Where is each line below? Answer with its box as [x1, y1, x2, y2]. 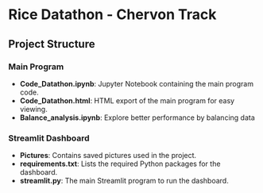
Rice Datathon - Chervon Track [8, 6, 217, 24]
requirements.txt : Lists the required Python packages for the [19, 159, 221, 168]
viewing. [19, 104, 48, 114]
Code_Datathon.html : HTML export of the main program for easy [19, 95, 235, 105]
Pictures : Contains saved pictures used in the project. [19, 151, 197, 160]
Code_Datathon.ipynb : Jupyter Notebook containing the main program [19, 79, 254, 88]
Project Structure [8, 37, 95, 51]
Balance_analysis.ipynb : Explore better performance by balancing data [19, 113, 256, 122]
